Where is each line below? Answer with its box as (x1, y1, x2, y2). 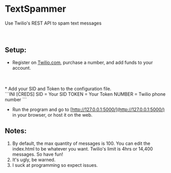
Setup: (5, 46, 27, 54)
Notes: (5, 126, 27, 136)
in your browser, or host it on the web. (12, 112, 93, 118)
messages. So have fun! (12, 151, 63, 157)
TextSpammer (5, 3, 67, 15)
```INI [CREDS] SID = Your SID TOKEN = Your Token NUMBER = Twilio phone (5, 91, 166, 97)
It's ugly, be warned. (12, 157, 56, 163)
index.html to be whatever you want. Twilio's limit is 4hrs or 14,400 (12, 145, 153, 152)
